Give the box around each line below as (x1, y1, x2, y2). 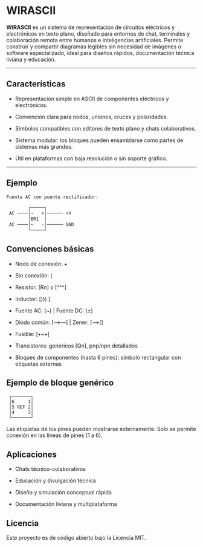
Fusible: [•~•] (14, 330, 50, 337)
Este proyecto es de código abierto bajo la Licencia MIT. (6, 534, 146, 542)
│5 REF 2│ (8, 404, 34, 410)
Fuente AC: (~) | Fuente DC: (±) (14, 306, 94, 314)
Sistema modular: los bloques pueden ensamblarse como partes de (14, 137, 184, 144)
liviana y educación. (6, 56, 56, 63)
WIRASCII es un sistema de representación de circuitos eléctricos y (6, 24, 175, 31)
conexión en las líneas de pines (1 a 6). (6, 432, 103, 439)
